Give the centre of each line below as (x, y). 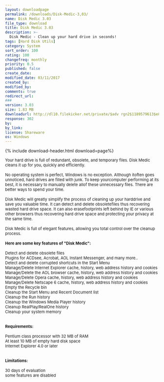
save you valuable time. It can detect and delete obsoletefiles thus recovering (77, 204)
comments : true (20, 91)
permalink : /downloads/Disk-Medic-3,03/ (47, 14)
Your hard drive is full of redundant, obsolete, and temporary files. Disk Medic (78, 160)
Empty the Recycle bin (26, 287)
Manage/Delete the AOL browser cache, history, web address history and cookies (82, 273)
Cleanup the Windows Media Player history (45, 302)
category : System (23, 46)
